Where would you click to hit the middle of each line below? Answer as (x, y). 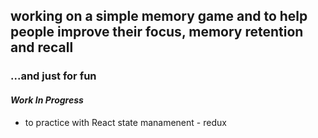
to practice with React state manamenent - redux (125, 122)
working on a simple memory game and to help (159, 16)
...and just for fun (53, 76)
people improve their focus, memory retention (157, 32)
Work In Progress (47, 100)
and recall (42, 47)
